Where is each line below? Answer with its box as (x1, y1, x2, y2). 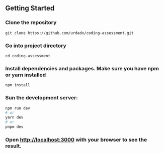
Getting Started (5, 4, 55, 13)
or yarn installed (5, 71, 46, 78)
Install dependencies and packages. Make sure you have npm (5, 65, 159, 72)
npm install (5, 83, 30, 88)
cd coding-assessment (5, 53, 51, 58)
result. (5, 142, 22, 149)
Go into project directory (5, 42, 66, 49)
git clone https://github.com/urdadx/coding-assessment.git (5, 30, 134, 36)
